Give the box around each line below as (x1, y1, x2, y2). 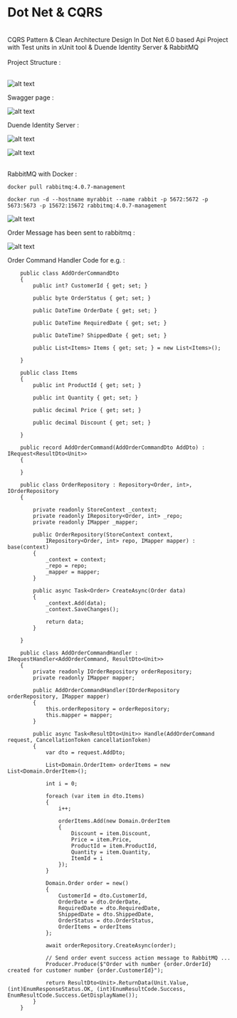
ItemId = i (70, 854, 103, 861)
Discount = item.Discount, (70, 829, 152, 837)
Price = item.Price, (70, 836, 132, 843)
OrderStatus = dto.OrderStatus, (58, 917, 154, 924)
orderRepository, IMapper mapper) (7, 693, 110, 700)
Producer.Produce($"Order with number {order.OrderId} (45, 960, 212, 967)
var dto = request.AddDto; (45, 748, 126, 756)
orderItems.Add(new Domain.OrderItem (58, 817, 171, 825)
